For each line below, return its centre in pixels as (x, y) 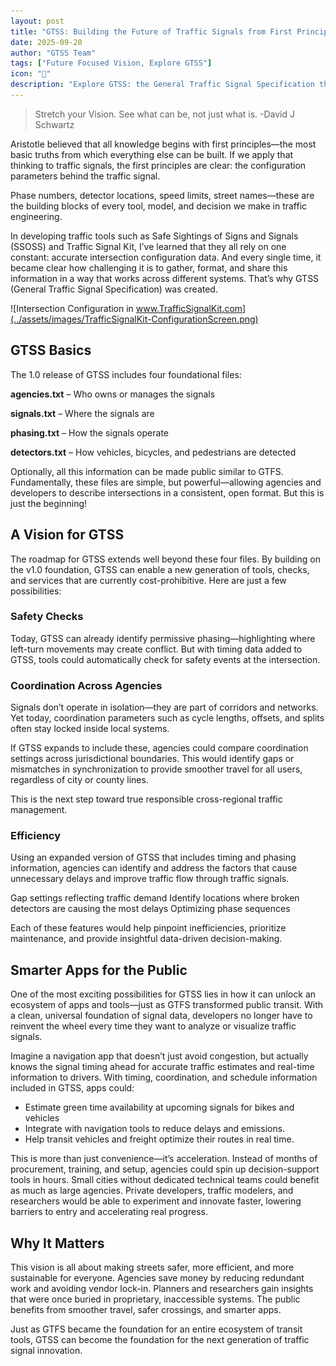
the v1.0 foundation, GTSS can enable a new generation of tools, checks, (160, 569)
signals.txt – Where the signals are (82, 413)
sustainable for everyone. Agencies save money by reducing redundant (157, 1278)
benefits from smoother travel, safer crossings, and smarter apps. (146, 1310)
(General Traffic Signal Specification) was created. (114, 289)
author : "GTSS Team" (53, 53)
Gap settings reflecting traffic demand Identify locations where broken (155, 898)
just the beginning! (49, 503)
